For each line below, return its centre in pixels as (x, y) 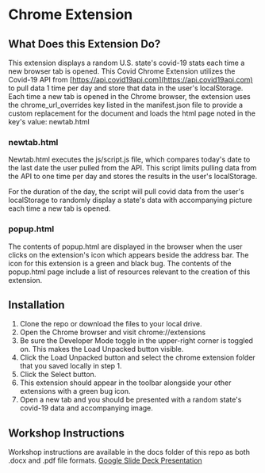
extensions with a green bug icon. (75, 391)
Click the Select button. (58, 375)
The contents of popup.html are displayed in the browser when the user (126, 246)
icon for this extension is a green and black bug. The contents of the (120, 263)
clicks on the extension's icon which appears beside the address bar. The (129, 254)
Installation (36, 305)
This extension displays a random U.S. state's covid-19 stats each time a (127, 63)
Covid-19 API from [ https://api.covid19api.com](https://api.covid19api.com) (131, 80)
